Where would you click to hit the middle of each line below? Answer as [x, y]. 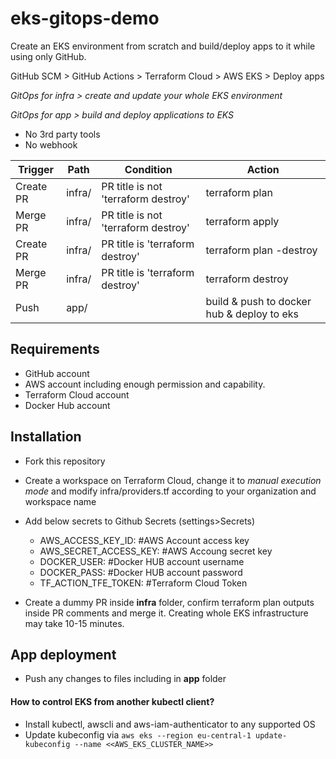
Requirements [55, 349]
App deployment [63, 654]
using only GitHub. [48, 56]
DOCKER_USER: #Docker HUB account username [142, 561]
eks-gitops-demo [85, 18]
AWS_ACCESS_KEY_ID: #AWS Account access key [144, 540]
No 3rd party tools [62, 134]
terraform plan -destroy [261, 250]
